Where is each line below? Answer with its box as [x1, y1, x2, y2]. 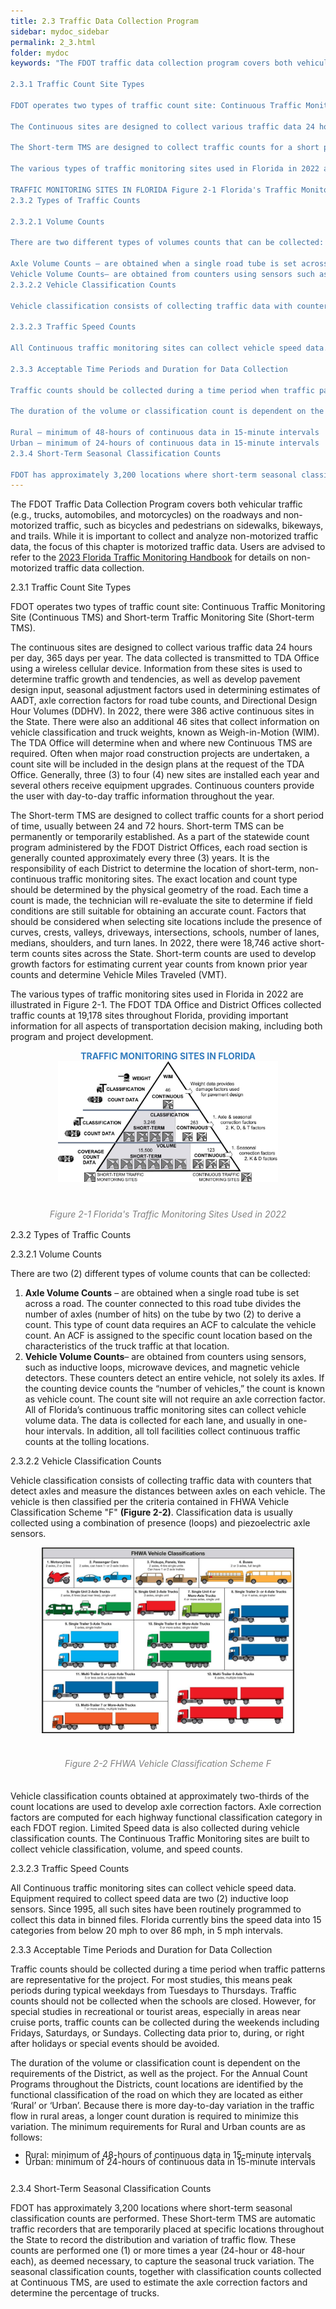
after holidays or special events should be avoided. [10, 2037, 220, 2049]
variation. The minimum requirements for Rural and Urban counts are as [10, 2120, 306, 2132]
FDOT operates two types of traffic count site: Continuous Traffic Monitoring [10, 601, 326, 613]
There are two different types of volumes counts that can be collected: [10, 238, 325, 248]
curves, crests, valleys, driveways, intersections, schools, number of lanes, [10, 926, 320, 939]
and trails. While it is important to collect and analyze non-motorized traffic [10, 530, 319, 542]
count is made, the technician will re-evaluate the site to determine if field [10, 895, 313, 907]
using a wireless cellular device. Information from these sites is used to [10, 663, 303, 675]
